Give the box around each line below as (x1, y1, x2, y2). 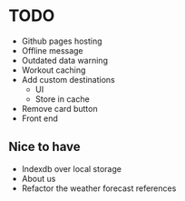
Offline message (21, 45, 83, 55)
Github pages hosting (21, 35, 102, 46)
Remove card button (21, 103, 98, 114)
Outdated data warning (21, 55, 108, 65)
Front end (21, 113, 58, 124)
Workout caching (21, 65, 86, 75)
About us (21, 173, 56, 184)
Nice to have (8, 139, 81, 155)
